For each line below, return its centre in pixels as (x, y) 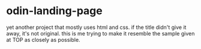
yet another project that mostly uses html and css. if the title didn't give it (96, 27)
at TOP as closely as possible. (43, 40)
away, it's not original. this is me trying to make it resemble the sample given (100, 33)
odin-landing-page (55, 11)
